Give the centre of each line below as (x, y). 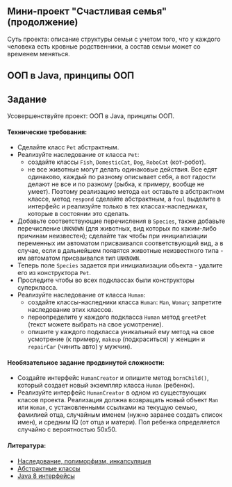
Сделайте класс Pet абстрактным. (68, 147)
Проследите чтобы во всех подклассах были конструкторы (106, 280)
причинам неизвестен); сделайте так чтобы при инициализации (112, 236)
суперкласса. (37, 288)
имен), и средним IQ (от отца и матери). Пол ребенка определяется (118, 422)
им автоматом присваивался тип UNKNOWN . (79, 258)
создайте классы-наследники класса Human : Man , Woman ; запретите (125, 302)
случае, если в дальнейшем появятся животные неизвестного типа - (120, 251)
